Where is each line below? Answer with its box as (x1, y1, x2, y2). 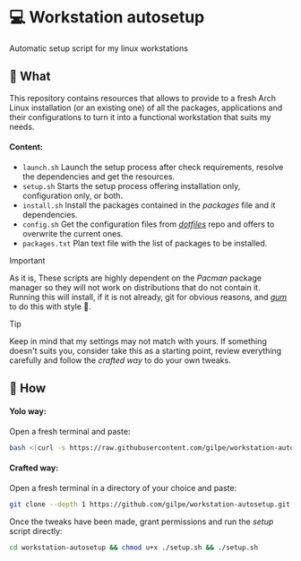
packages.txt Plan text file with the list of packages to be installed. (21, 237, 268, 248)
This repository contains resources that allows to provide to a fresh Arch (9, 92, 276, 103)
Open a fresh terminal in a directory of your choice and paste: (9, 482, 237, 493)
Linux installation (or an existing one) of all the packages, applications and (9, 102, 283, 113)
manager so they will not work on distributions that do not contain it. (9, 281, 262, 292)
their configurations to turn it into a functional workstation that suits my (9, 111, 271, 122)
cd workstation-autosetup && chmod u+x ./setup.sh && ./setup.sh (9, 543, 258, 552)
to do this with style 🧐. (9, 301, 91, 312)
